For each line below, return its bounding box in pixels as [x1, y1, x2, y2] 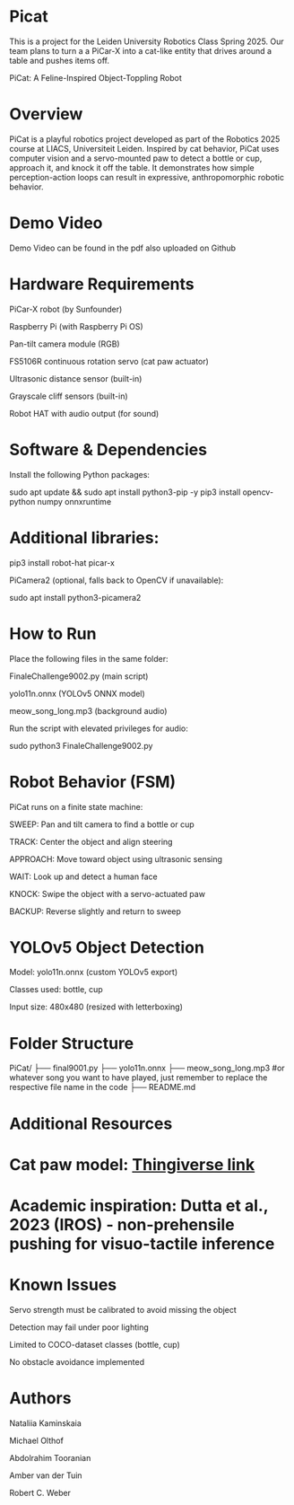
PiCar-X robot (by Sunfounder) [9, 304, 123, 314]
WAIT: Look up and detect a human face [9, 871, 159, 882]
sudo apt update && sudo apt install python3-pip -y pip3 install [9, 487, 241, 497]
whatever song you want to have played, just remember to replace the [9, 1072, 268, 1083]
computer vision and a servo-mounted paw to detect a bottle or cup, [9, 153, 263, 163]
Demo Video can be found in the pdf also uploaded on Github [9, 242, 236, 253]
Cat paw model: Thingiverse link [9, 1154, 255, 1175]
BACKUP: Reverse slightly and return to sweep [9, 905, 182, 917]
